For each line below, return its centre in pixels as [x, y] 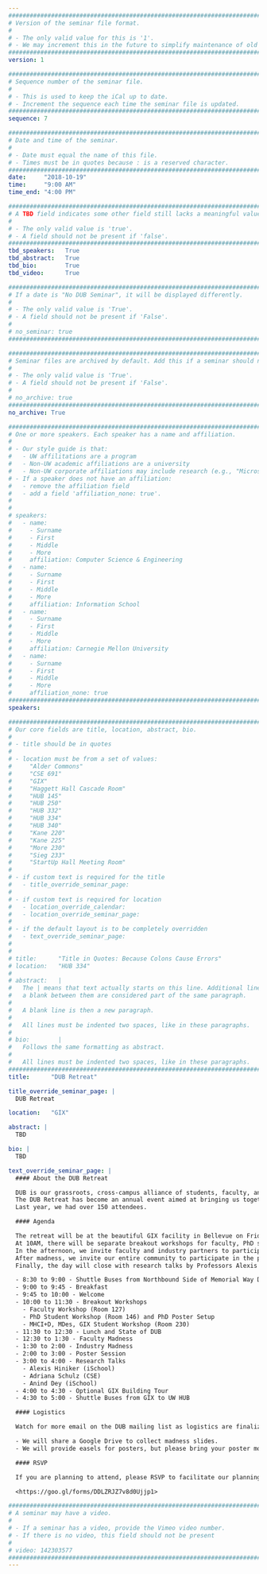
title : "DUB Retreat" [53, 1077]
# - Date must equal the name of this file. [83, 155]
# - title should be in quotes [60, 744]
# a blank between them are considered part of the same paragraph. [128, 996]
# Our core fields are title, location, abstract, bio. [103, 729]
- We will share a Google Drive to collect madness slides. [117, 1441]
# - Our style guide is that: [58, 449]
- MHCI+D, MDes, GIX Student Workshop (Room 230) [106, 1324]
